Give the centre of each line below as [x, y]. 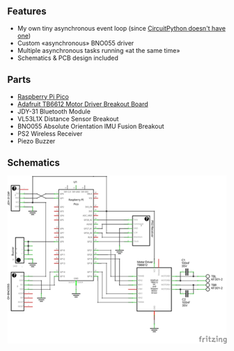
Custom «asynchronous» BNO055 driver [76, 43]
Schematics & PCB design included [68, 58]
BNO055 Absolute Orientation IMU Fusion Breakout [91, 126]
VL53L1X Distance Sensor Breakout [68, 118]
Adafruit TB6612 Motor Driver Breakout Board [83, 104]
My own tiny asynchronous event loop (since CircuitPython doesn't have [122, 28]
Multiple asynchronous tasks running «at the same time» [99, 50]
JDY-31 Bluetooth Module [54, 111]
